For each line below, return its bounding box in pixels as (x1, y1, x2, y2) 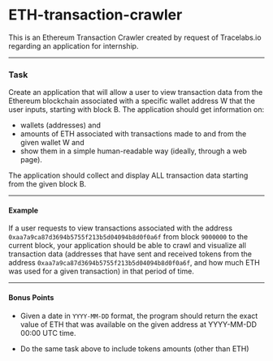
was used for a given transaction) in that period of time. (8, 266, 195, 277)
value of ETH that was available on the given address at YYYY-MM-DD (19, 319, 258, 329)
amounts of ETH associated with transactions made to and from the (19, 129, 247, 139)
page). (19, 155, 43, 165)
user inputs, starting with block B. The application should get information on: (8, 105, 265, 114)
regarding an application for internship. (8, 41, 139, 50)
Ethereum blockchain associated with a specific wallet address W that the (8, 96, 256, 106)
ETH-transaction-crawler (8, 6, 183, 24)
